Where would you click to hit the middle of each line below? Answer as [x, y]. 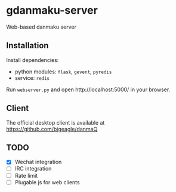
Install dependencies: [33, 60]
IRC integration [33, 169]
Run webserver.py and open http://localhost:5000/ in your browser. [88, 89]
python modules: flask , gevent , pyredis [63, 72]
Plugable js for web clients [47, 182]
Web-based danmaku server [41, 27]
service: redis [32, 78]
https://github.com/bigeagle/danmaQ [52, 129]
